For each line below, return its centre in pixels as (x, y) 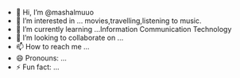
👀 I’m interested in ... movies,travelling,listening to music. (108, 21)
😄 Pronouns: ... (41, 58)
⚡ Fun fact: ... (37, 67)
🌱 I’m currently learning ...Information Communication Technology (124, 29)
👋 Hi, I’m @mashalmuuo (54, 12)
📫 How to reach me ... (52, 47)
